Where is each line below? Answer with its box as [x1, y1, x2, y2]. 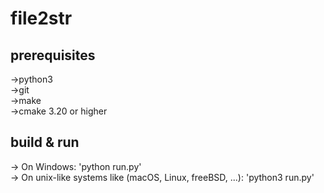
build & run [10, 134, 80, 151]
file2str [10, 7, 73, 30]
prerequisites [10, 47, 96, 64]
